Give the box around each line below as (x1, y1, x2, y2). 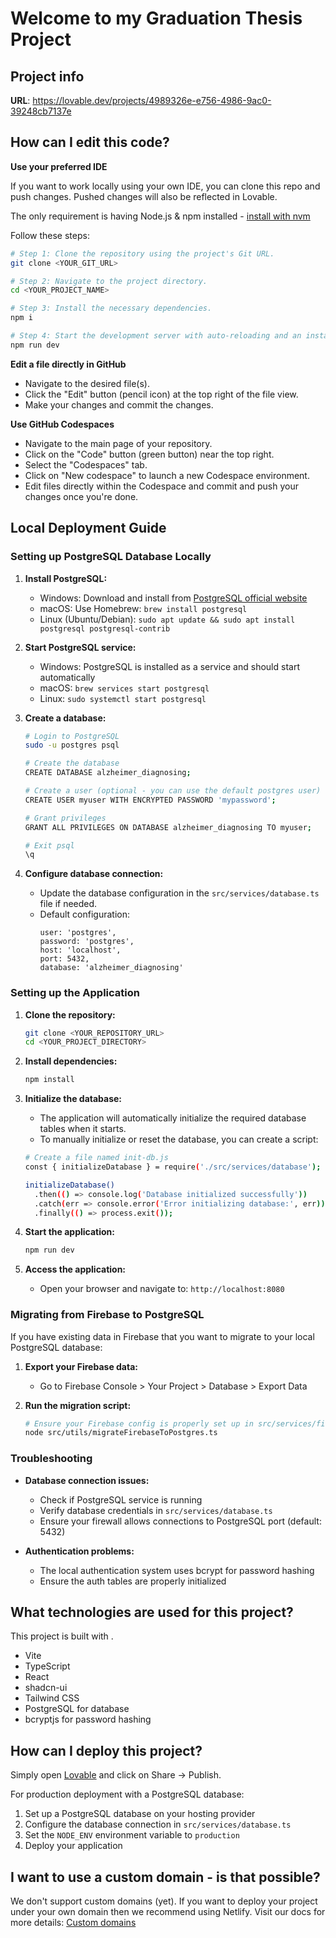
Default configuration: (39, 908, 130, 921)
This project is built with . (10, 1630, 114, 1642)
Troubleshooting (10, 1452, 93, 1466)
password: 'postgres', (39, 937, 135, 947)
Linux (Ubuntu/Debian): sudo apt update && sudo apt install (39, 613, 296, 625)
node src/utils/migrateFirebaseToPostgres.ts (24, 1428, 218, 1438)
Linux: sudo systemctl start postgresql (39, 692, 207, 704)
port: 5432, (39, 954, 90, 964)
